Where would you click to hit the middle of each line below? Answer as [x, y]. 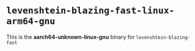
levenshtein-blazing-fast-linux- [91, 11]
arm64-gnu [31, 22]
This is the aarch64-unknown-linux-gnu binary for [71, 37]
